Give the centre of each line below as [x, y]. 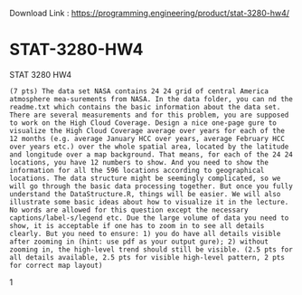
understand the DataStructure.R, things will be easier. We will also [145, 194]
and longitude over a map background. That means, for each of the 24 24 [151, 154]
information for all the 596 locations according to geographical [137, 170]
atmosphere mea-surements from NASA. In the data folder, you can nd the [151, 99]
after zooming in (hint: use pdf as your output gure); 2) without [139, 242]
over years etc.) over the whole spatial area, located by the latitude [149, 147]
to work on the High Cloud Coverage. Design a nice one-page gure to [143, 123]
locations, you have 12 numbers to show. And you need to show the [139, 162]
